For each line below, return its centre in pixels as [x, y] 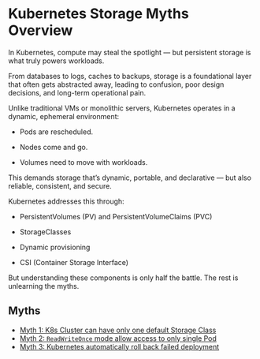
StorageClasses [45, 232]
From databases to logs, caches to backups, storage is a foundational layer [130, 76]
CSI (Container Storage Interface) [74, 262]
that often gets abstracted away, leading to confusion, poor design [116, 84]
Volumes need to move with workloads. [84, 162]
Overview [41, 30]
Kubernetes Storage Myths [98, 14]
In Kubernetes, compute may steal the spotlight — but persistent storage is [130, 52]
